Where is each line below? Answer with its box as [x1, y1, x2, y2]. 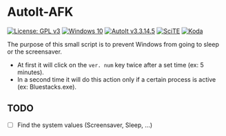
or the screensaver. [7, 47, 62, 56]
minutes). [17, 68, 45, 76]
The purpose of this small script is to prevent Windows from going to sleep [7, 40, 219, 48]
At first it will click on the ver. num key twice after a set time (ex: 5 [17, 60, 205, 69]
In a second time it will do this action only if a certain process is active [17, 75, 216, 83]
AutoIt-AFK [7, 4, 74, 20]
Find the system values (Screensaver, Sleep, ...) [17, 121, 153, 129]
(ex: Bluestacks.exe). [17, 82, 77, 91]
